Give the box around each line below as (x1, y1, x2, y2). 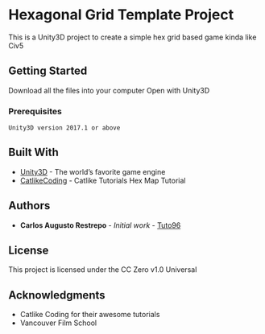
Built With (8, 146, 59, 159)
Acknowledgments (8, 288, 106, 302)
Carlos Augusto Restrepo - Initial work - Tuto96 (19, 220, 181, 230)
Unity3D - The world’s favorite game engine (19, 167, 166, 176)
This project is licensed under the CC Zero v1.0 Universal (8, 265, 197, 274)
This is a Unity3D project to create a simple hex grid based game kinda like (8, 32, 257, 42)
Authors (8, 199, 51, 212)
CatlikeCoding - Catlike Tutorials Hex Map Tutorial (19, 175, 186, 185)
